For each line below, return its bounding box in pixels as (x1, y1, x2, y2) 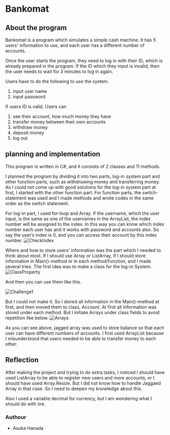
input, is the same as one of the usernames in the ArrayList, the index (5, 215, 151, 222)
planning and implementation (5, 150, 101, 159)
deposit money (12, 130, 44, 136)
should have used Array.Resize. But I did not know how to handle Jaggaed (5, 380, 161, 386)
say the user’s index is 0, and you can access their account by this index (5, 232, 157, 238)
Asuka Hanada (12, 425, 44, 431)
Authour (5, 414, 26, 421)
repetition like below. (5, 315, 49, 321)
